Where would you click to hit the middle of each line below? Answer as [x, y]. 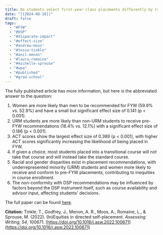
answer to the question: [29, 96]
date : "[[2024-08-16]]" [29, 14]
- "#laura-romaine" [29, 59]
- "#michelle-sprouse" [32, 63]
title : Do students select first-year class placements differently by [79, 9]
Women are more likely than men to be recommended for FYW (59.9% [82, 105]
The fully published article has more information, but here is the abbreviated [81, 91]
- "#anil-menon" [26, 55]
